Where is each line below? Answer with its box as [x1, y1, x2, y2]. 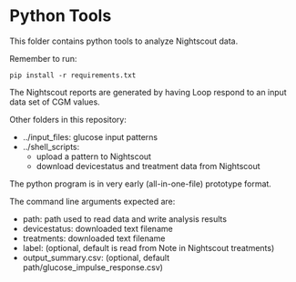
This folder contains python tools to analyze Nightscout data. [9, 35, 239, 46]
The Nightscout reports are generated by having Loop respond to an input [9, 86, 287, 97]
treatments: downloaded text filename [22, 233, 166, 244]
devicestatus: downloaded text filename [22, 223, 173, 234]
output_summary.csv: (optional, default [22, 252, 170, 263]
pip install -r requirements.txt [9, 70, 137, 80]
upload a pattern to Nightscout [36, 151, 152, 162]
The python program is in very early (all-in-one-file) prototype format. [9, 178, 271, 189]
